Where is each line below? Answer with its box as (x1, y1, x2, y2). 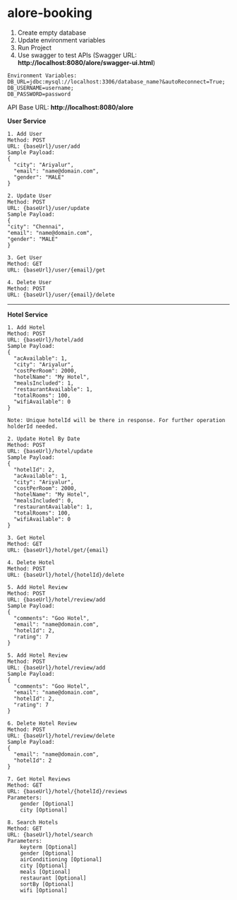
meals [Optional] (20, 868, 71, 875)
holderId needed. (7, 423, 59, 430)
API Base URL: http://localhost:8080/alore (7, 103, 134, 111)
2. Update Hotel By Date (7, 435, 80, 443)
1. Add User (7, 130, 42, 137)
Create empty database (17, 28, 87, 37)
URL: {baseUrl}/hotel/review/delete (7, 732, 115, 740)
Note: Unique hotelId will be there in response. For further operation (7, 416, 226, 423)
